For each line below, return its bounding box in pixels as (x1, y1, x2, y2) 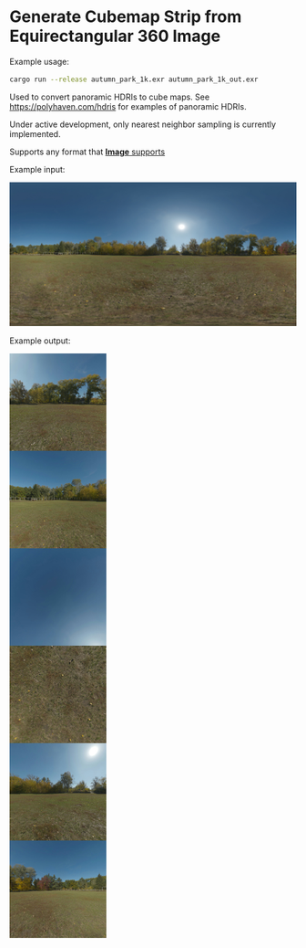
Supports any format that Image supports (9, 146, 166, 157)
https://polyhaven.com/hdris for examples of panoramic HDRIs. (9, 100, 248, 111)
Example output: (9, 335, 71, 346)
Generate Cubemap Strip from (9, 6, 242, 27)
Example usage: (9, 56, 70, 67)
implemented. (9, 128, 61, 139)
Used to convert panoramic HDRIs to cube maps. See (9, 91, 210, 102)
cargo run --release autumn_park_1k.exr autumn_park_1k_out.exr (9, 75, 259, 84)
